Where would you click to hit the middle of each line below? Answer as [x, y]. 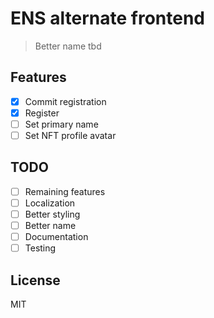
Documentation [56, 237]
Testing [40, 248]
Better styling [52, 214]
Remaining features [65, 191]
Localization [50, 203]
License [35, 280]
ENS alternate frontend [108, 18]
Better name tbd [68, 46]
